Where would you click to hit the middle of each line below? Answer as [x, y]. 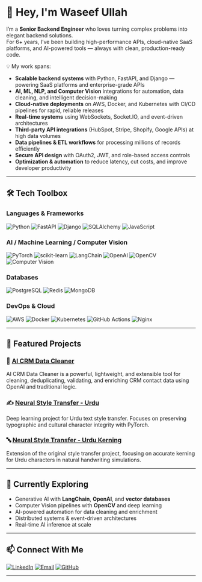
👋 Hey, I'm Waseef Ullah [67, 12]
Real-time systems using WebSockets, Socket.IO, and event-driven [99, 116]
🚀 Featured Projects [44, 344]
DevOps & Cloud [31, 306]
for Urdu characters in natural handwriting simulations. [74, 460]
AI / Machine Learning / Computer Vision [67, 242]
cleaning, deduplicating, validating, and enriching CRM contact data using [98, 380]
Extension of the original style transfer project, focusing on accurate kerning [101, 453]
